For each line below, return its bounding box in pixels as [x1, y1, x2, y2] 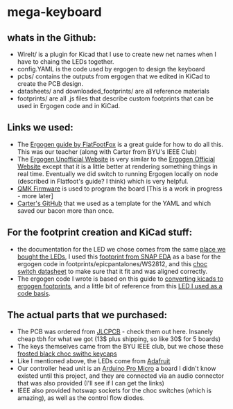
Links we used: [7, 122, 74, 134]
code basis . [17, 289, 51, 297]
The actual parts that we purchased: [7, 309, 168, 321]
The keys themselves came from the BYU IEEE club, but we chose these [17, 342, 224, 351]
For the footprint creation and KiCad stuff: [7, 227, 193, 238]
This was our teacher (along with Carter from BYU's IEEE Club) [17, 147, 197, 156]
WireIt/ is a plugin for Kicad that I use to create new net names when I [17, 50, 217, 58]
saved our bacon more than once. [17, 206, 114, 215]
